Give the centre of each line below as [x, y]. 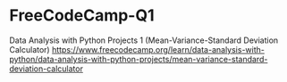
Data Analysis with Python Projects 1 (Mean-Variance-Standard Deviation [144, 40]
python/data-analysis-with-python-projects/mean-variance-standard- [139, 59]
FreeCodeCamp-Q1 [82, 16]
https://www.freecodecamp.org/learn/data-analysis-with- [159, 49]
